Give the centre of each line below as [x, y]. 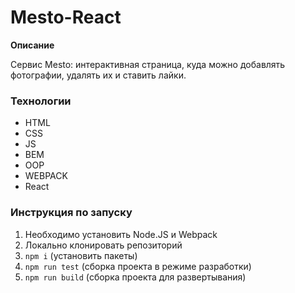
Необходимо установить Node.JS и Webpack [121, 234]
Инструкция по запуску [71, 213]
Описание [32, 45]
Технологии [41, 101]
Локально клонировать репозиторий [103, 245]
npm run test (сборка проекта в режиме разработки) [138, 266]
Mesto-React [66, 17]
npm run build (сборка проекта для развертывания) [135, 277]
